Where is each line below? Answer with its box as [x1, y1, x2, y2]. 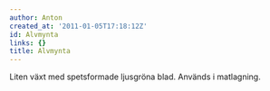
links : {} [9, 38, 47, 48]
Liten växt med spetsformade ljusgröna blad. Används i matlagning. [9, 71, 261, 82]
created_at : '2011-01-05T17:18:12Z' [9, 22, 148, 31]
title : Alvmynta [9, 47, 71, 56]
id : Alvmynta [9, 30, 59, 39]
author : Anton [9, 13, 63, 23]
